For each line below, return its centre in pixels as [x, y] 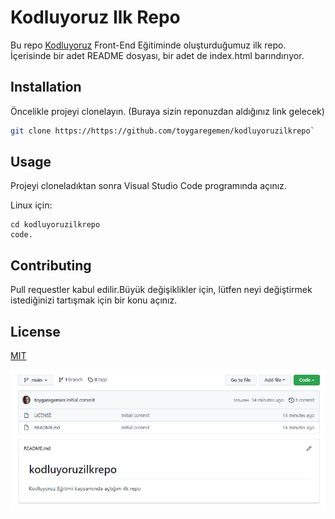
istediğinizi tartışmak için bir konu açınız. [94, 300]
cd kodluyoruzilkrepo [55, 225]
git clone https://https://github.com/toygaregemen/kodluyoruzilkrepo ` [162, 131]
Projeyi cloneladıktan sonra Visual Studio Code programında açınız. [148, 186]
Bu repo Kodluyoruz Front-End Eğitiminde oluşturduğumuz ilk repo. [148, 45]
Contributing [51, 265]
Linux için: [31, 205]
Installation [46, 87]
